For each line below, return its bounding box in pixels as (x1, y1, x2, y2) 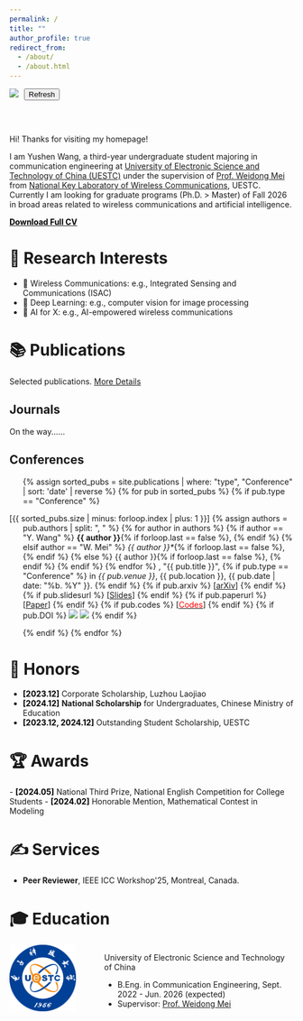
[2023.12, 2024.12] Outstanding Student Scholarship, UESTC (22, 717, 251, 728)
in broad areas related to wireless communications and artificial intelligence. (9, 199, 292, 209)
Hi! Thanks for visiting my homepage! (9, 133, 149, 144)
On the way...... (9, 426, 66, 437)
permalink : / (9, 14, 59, 23)
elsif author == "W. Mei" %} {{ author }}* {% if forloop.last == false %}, (22, 541, 286, 552)
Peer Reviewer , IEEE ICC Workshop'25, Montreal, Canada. (22, 875, 240, 886)
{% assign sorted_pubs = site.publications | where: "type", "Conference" (22, 476, 293, 487)
